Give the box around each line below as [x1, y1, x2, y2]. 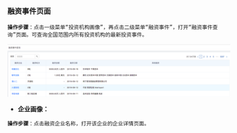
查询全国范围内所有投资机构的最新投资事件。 [36, 32, 148, 39]
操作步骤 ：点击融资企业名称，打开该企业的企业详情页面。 [7, 120, 150, 127]
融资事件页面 [7, 6, 52, 15]
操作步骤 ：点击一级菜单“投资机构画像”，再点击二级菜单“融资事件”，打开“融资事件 [7, 24, 213, 31]
